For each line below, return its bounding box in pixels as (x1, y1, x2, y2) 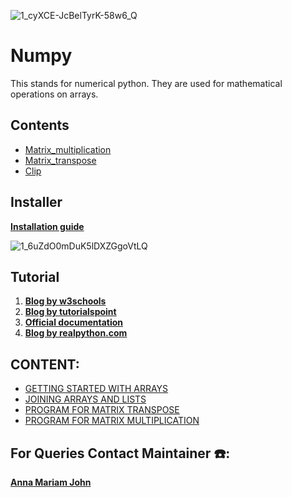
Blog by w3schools (24, 295, 107, 307)
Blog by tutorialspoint (24, 306, 117, 318)
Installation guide (10, 220, 85, 232)
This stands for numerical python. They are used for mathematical (10, 77, 283, 89)
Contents (10, 117, 70, 134)
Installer (10, 194, 63, 211)
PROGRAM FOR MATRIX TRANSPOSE (24, 404, 180, 416)
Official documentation (24, 316, 124, 329)
